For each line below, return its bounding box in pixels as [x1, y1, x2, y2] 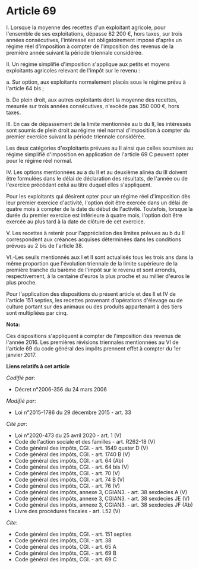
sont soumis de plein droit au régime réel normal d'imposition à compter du [6, 127, 190, 134]
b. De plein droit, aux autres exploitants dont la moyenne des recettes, [6, 96, 178, 103]
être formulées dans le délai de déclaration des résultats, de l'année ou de [6, 175, 188, 182]
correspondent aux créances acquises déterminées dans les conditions [6, 236, 181, 243]
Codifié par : [6, 374, 36, 381]
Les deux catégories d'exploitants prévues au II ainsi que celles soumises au [6, 144, 194, 151]
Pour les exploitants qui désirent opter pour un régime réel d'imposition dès [6, 192, 191, 200]
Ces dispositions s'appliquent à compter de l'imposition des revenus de [6, 332, 181, 339]
